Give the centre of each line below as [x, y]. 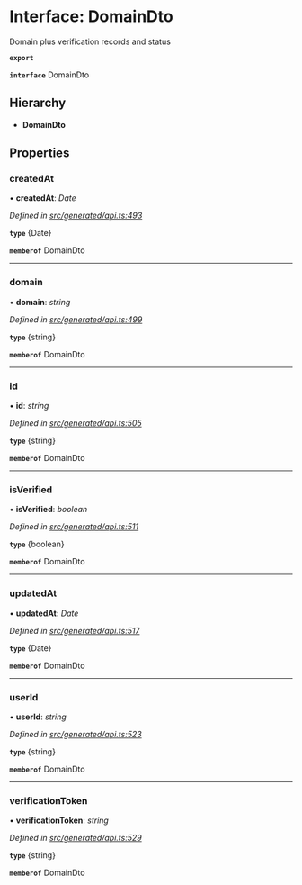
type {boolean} [37, 544]
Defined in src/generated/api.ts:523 [75, 734]
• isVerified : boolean [49, 510]
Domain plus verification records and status [90, 41]
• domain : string [40, 302]
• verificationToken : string [59, 820]
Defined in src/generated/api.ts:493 [76, 216]
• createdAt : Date [43, 198]
